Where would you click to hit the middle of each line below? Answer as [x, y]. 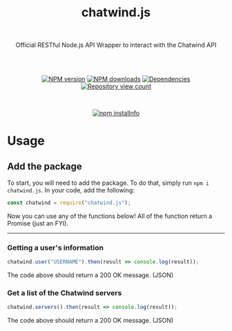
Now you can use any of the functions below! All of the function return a [110, 216]
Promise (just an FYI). [38, 223]
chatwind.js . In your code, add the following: [71, 190]
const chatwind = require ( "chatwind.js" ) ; [69, 203]
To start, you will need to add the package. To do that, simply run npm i [108, 183]
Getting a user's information [55, 248]
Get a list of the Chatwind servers [65, 292]
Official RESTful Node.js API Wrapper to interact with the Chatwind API [116, 45]
